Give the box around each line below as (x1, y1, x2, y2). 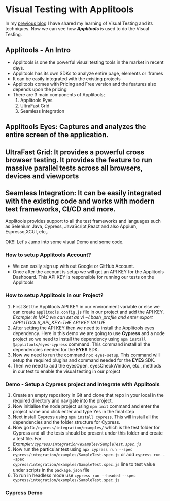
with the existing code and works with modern (5, 196, 155, 205)
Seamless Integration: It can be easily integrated (5, 189, 162, 197)
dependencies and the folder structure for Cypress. (12, 419, 121, 425)
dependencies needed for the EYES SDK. (12, 346, 99, 352)
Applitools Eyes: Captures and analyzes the (5, 123, 146, 131)
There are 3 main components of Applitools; (12, 91, 105, 97)
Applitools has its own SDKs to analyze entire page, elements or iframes (12, 70, 163, 76)
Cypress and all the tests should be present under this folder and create (12, 430, 163, 436)
